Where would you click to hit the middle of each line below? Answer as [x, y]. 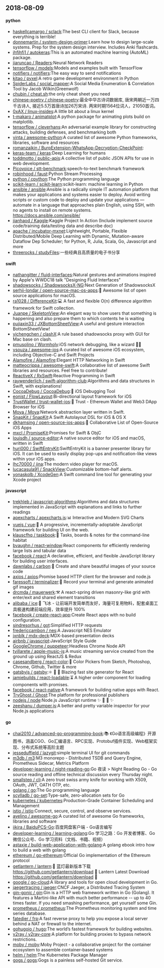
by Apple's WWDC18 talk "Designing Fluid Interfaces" [67, 280]
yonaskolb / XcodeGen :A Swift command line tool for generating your [82, 474]
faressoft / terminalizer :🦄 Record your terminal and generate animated [83, 582]
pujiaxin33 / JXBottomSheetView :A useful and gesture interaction [79, 323]
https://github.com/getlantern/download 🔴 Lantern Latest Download [81, 872]
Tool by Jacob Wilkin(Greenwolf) [46, 89]
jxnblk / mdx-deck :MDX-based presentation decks [63, 635]
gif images [23, 587]
